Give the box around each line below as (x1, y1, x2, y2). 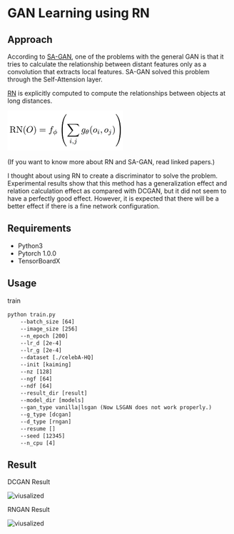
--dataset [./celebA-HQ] (20, 353, 94, 361)
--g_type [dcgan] (20, 410, 72, 418)
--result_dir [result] (20, 389, 88, 397)
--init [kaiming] (20, 361, 72, 368)
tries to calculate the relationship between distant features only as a (7, 60, 207, 69)
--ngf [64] (20, 375, 53, 383)
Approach (7, 34, 53, 46)
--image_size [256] (20, 325, 78, 333)
